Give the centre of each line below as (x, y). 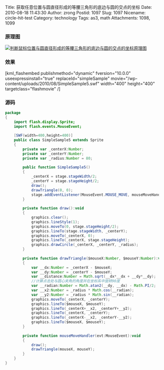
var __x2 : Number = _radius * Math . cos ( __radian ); (82, 290)
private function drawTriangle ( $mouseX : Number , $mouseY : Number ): (91, 258)
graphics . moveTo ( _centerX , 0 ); (63, 236)
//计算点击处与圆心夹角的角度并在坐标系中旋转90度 (76, 281)
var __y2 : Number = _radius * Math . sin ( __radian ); (82, 295)
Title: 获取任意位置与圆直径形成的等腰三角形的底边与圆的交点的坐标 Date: (79, 7)
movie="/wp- (124, 78)
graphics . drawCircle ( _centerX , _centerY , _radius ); (85, 245)
